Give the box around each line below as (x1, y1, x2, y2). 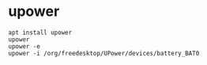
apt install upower (8, 29, 73, 36)
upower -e (8, 42, 41, 50)
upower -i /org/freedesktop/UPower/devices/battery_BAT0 (8, 49, 200, 57)
